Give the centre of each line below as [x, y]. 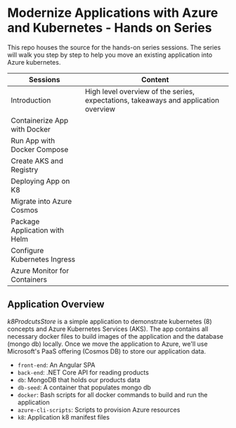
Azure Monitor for [40, 271]
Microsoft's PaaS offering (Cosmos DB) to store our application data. [106, 351]
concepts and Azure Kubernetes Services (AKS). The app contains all [108, 329]
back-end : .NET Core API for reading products [83, 372]
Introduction [31, 100]
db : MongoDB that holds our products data [79, 380]
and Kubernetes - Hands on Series [110, 28]
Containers [29, 279]
